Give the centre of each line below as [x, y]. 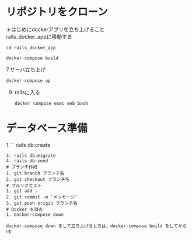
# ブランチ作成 [22, 167]
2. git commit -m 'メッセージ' [42, 197]
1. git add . [22, 191]
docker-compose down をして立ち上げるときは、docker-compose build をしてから [96, 226]
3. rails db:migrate [31, 156]
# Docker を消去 [25, 209]
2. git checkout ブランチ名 [38, 179]
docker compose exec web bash [51, 103]
